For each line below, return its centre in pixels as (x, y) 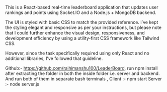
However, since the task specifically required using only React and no (77, 53)
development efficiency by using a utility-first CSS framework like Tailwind (82, 38)
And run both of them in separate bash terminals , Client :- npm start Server (83, 79)
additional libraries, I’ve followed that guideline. (54, 58)
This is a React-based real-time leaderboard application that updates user (82, 7)
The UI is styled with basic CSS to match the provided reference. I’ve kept (82, 22)
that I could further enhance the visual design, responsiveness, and (75, 33)
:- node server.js (22, 84)
